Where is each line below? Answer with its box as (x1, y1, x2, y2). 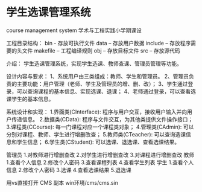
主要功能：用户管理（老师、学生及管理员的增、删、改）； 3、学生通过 (16, 80, 188, 88)
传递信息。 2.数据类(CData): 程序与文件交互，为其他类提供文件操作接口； (11, 115, 194, 123)
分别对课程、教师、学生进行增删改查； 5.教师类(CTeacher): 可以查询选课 (6, 130, 186, 138)
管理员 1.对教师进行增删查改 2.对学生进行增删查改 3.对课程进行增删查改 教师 (6, 151, 195, 158)
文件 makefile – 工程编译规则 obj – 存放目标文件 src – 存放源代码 (22, 46, 181, 54)
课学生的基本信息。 (6, 95, 54, 103)
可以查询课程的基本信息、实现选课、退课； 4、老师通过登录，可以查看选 (16, 88, 196, 95)
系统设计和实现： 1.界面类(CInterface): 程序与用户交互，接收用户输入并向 (6, 108, 188, 115)
